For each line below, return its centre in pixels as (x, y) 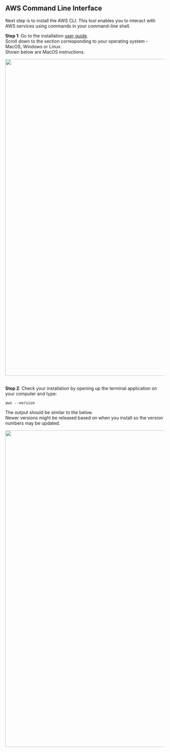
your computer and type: (31, 393)
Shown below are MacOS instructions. (45, 52)
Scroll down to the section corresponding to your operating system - (77, 41)
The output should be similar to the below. (49, 412)
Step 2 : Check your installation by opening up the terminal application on (81, 388)
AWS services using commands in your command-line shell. (68, 26)
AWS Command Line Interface (54, 8)
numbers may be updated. (33, 423)
